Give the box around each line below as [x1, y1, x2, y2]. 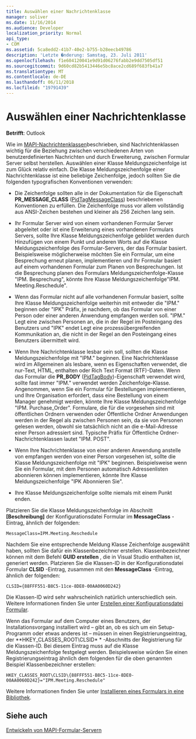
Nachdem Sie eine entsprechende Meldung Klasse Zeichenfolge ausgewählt [6, 540, 190, 548]
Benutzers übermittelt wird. [14, 336, 80, 343]
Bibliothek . [6, 694, 32, 701]
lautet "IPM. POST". [64, 435, 111, 442]
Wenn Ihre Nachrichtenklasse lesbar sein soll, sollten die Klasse [14, 348, 168, 355]
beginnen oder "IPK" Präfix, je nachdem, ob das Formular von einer [14, 305, 177, 312]
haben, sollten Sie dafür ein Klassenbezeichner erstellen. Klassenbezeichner [6, 547, 190, 554]
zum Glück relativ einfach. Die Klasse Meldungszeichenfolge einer [6, 165, 165, 173]
